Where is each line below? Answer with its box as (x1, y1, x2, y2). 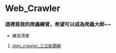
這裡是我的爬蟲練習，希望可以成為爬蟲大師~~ (5, 21, 112, 28)
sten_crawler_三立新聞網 (12, 43, 62, 49)
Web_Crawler (5, 3, 61, 14)
